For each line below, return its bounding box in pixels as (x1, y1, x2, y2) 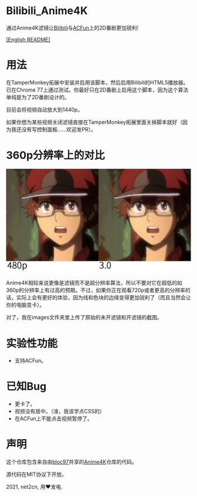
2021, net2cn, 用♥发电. (6, 483, 63, 491)
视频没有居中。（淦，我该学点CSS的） (14, 408, 105, 415)
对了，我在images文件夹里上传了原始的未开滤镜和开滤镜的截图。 (6, 314, 162, 321)
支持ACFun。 (14, 357, 47, 365)
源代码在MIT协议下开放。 (6, 471, 67, 478)
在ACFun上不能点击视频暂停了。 (14, 415, 93, 422)
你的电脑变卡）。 (6, 301, 45, 309)
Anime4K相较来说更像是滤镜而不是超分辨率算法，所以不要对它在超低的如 (6, 279, 183, 286)
